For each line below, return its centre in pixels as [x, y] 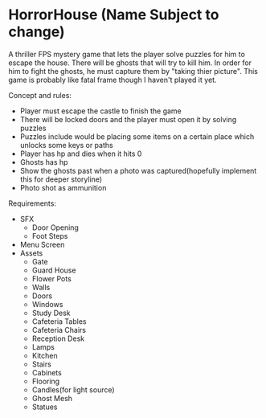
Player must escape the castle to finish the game [101, 111]
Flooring [46, 381]
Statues [45, 407]
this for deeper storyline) [61, 179]
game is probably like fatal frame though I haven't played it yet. [113, 80]
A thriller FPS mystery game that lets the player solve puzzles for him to [127, 54]
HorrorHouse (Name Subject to [114, 15]
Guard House [54, 270]
